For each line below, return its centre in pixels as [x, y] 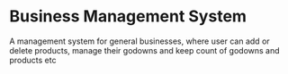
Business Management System [128, 16]
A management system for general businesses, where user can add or [139, 41]
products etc [33, 60]
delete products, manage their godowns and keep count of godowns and [145, 50]
